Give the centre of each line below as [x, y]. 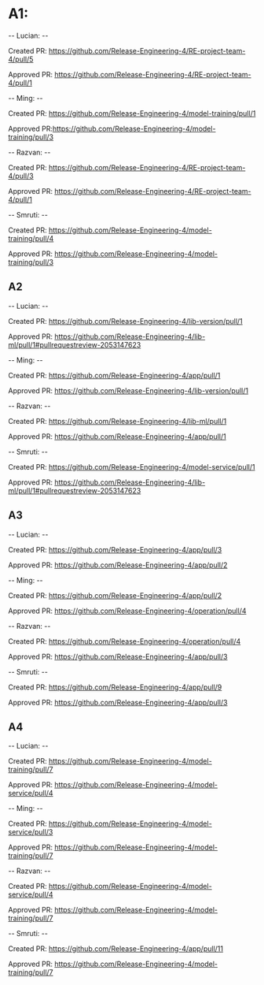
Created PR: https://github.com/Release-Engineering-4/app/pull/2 [115, 595]
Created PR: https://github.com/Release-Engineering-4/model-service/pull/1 [132, 466]
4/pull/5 [21, 59]
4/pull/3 [21, 176]
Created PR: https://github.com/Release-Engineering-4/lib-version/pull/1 [126, 321]
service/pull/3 [31, 832]
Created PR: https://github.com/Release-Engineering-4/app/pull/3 [115, 549]
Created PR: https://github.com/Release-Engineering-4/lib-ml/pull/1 [117, 421]
